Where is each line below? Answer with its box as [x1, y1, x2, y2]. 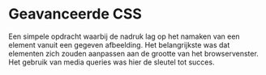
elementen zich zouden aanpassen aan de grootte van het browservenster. [8, 48, 260, 58]
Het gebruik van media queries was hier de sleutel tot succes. [8, 57, 215, 67]
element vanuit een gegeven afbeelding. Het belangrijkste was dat [8, 40, 230, 49]
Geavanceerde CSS [8, 5, 142, 23]
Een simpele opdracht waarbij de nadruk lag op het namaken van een [8, 31, 241, 41]
